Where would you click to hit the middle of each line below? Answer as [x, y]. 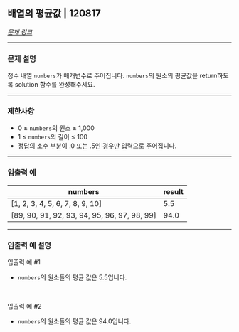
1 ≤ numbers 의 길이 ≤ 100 [52, 137]
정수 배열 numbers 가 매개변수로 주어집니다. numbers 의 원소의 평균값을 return [112, 76]
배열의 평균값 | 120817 [54, 14]
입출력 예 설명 [30, 245]
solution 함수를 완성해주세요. [55, 85]
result [173, 191]
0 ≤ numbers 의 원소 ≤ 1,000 [56, 128]
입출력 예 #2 [25, 306]
